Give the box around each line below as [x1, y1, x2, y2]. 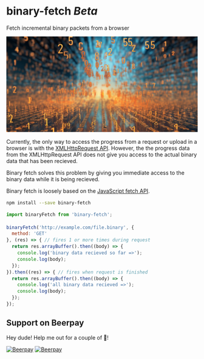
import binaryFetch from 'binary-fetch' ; [6, 211, 113, 218]
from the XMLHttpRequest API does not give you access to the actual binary [6, 150, 197, 158]
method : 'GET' [12, 230, 47, 237]
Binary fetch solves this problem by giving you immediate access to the [6, 169, 185, 176]
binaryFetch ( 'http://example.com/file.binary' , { [6, 224, 135, 230]
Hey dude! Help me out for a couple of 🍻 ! [6, 334, 109, 341]
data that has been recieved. [6, 157, 78, 164]
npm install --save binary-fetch [6, 200, 91, 206]
